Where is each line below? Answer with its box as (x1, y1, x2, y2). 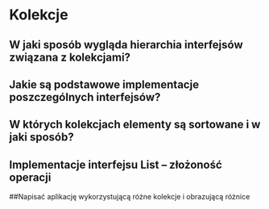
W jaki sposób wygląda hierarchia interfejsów (9, 38, 243, 52)
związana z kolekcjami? (9, 50, 131, 64)
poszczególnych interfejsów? (9, 90, 161, 104)
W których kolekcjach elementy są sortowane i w (9, 118, 261, 132)
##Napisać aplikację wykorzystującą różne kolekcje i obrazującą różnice (9, 192, 250, 202)
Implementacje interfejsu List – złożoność (9, 157, 222, 171)
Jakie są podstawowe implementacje (9, 77, 200, 91)
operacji (9, 170, 52, 184)
